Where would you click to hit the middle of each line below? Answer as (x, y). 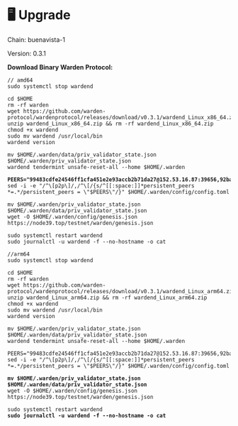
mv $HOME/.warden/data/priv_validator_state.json (82, 155)
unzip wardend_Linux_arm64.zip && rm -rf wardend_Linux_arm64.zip (107, 297)
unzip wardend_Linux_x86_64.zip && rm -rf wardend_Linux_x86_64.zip (110, 124)
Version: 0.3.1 (27, 53)
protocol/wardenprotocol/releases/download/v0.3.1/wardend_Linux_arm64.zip (121, 291)
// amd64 (20, 80)
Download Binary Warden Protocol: (60, 67)
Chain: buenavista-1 (36, 39)
